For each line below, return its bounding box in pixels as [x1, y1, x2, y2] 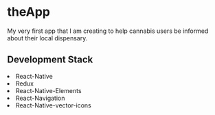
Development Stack [7, 54, 93, 66]
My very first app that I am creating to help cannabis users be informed [7, 27, 209, 35]
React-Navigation [16, 94, 65, 102]
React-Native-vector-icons [16, 101, 91, 110]
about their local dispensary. [7, 34, 88, 42]
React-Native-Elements [16, 86, 82, 94]
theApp [7, 4, 50, 20]
